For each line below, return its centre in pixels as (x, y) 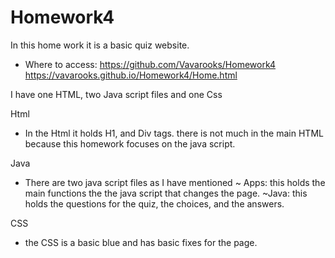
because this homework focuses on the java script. (130, 143)
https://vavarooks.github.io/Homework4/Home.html (131, 75)
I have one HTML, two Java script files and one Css (116, 94)
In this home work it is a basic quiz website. (100, 45)
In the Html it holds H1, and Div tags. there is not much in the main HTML (174, 133)
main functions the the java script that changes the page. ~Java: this (166, 193)
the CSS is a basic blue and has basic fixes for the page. (141, 242)
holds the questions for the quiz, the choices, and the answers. (154, 203)
